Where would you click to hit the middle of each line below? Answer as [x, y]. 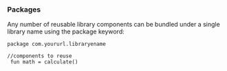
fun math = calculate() [44, 62]
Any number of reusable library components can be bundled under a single [113, 25]
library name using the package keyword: [66, 31]
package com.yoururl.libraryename [57, 44]
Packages [24, 10]
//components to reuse [40, 56]
